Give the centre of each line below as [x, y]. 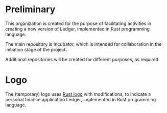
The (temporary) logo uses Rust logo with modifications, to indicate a [78, 94]
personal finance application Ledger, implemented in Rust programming [81, 99]
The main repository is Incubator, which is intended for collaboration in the [83, 44]
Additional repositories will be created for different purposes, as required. [82, 59]
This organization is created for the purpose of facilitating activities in [78, 23]
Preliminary [30, 9]
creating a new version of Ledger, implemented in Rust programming [77, 29]
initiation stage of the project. [36, 49]
